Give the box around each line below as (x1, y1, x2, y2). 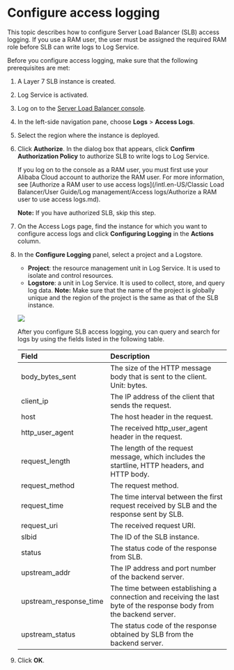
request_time (20, 500, 64, 510)
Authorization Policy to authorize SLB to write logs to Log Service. (17, 152, 210, 160)
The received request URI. (110, 520, 196, 530)
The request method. (110, 481, 179, 490)
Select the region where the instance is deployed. (17, 131, 160, 139)
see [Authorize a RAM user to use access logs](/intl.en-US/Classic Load (17, 180, 225, 189)
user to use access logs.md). (17, 195, 101, 203)
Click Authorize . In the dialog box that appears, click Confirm (17, 144, 195, 153)
